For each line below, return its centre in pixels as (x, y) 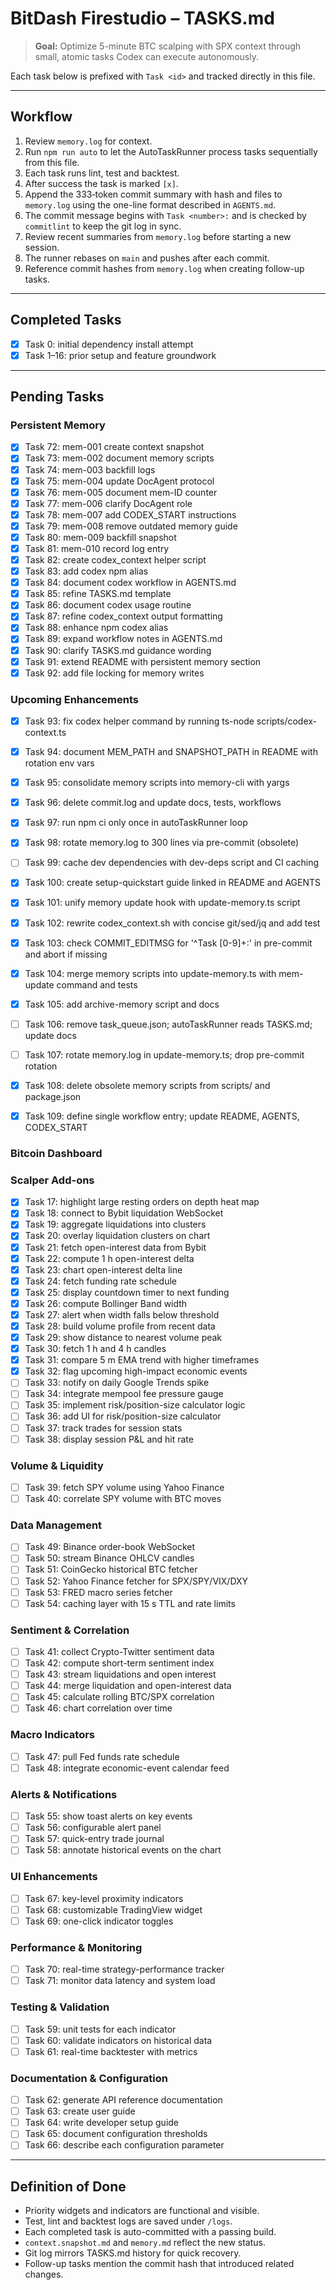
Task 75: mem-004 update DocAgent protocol (119, 481)
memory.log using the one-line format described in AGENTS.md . (150, 204)
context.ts (45, 733)
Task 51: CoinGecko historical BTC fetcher (111, 1569)
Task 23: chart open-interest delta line (103, 1269)
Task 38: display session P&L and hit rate (109, 1439)
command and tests (97, 984)
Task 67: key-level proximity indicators (104, 1898)
